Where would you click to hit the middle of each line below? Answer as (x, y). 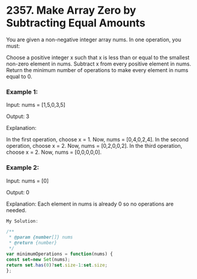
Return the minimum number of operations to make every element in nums (97, 70)
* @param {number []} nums (41, 237)
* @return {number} (33, 243)
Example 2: (23, 168)
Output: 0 (18, 192)
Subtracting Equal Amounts (76, 23)
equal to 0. (19, 76)
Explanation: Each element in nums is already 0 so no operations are (90, 204)
